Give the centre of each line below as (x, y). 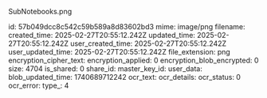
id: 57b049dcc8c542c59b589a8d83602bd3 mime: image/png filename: (127, 26)
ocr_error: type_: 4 (39, 85)
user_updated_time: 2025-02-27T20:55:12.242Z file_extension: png (120, 52)
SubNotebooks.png (40, 11)
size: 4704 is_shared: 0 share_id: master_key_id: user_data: (106, 69)
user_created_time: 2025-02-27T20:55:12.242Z (149, 43)
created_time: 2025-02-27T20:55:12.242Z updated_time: (102, 35)
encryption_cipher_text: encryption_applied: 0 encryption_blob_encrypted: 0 (133, 60)
